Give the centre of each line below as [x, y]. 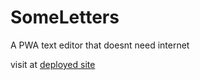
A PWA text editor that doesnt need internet [100, 45]
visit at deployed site [53, 64]
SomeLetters [65, 17]
